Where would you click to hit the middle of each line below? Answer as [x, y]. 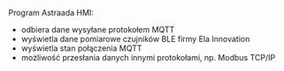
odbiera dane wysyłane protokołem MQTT [98, 29]
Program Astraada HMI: [51, 13]
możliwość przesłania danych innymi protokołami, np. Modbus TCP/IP [148, 57]
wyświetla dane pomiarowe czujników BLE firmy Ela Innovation [135, 39]
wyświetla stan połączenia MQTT [81, 48]
